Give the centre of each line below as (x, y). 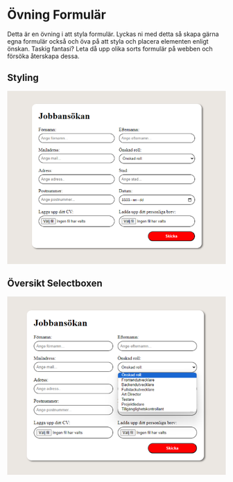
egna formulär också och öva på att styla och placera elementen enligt (108, 41)
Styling (23, 78)
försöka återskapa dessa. (43, 56)
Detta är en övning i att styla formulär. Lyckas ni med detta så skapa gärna (113, 34)
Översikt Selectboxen (55, 284)
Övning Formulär (57, 15)
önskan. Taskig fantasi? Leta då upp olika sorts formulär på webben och (110, 48)
